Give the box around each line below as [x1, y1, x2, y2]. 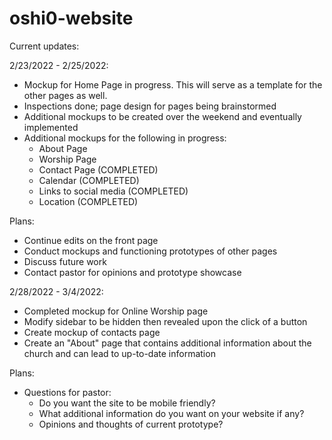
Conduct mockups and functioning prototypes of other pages [23, 245, 278, 257]
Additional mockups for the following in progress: [23, 132, 227, 144]
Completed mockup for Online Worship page [23, 305, 209, 317]
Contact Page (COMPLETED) [38, 163, 159, 176]
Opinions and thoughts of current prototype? [38, 418, 224, 430]
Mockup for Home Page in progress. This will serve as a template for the [23, 78, 323, 91]
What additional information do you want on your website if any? [38, 407, 305, 419]
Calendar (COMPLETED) [38, 174, 140, 186]
